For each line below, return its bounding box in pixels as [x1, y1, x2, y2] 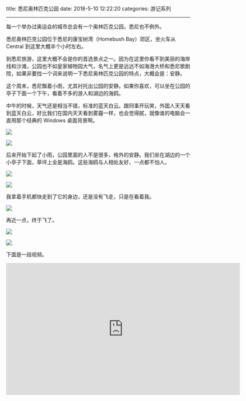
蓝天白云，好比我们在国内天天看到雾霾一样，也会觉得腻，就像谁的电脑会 [11, 110, 185, 116]
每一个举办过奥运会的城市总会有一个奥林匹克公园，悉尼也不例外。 [6, 23, 165, 30]
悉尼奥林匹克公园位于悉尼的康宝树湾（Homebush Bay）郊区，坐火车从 [6, 36, 176, 42]
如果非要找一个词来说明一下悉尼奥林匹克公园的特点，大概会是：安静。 [16, 70, 185, 77]
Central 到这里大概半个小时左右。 [6, 43, 86, 50]
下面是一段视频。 [6, 251, 47, 258]
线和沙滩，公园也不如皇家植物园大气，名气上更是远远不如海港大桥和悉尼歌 [6, 63, 185, 69]
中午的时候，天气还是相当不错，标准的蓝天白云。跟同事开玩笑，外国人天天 [6, 102, 185, 109]
